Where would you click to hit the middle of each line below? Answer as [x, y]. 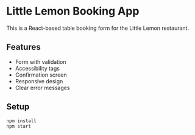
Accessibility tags [37, 68]
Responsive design [39, 81]
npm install [21, 121]
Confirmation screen [41, 75]
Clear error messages [42, 88]
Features [23, 47]
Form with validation [41, 61]
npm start [19, 126]
